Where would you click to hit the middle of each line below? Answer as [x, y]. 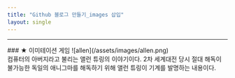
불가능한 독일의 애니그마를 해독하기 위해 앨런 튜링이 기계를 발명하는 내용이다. [112, 68]
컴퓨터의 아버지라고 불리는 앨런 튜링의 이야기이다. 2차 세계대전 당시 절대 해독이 [114, 58]
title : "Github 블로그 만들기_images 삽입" [66, 15]
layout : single [29, 22]
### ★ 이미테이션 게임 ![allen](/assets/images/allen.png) [88, 50]
